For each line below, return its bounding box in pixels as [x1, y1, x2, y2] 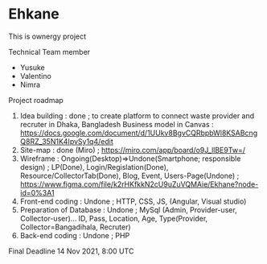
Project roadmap [8, 95, 64, 105]
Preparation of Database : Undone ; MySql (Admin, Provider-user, [19, 204, 237, 214]
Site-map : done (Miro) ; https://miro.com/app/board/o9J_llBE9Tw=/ [19, 145, 246, 155]
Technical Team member [8, 47, 91, 56]
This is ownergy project [8, 31, 87, 41]
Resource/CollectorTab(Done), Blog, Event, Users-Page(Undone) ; [19, 171, 240, 180]
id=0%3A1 [19, 188, 55, 197]
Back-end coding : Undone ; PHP [19, 230, 130, 240]
